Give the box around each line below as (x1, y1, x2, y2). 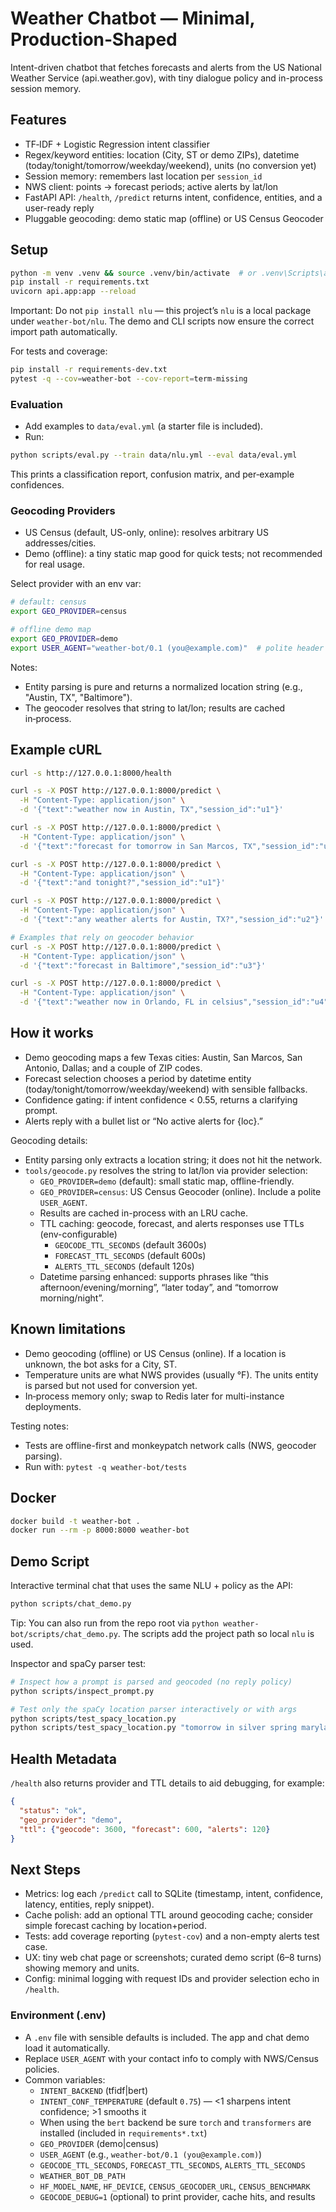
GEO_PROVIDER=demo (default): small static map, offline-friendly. (39, 1175, 295, 1187)
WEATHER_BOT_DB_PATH (39, 2171, 126, 2181)
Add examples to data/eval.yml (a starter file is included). (24, 420, 264, 432)
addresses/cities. (24, 537, 97, 549)
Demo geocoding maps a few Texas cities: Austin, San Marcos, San (24, 1051, 303, 1063)
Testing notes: (10, 1420, 69, 1432)
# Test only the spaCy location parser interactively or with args (10, 1704, 298, 1714)
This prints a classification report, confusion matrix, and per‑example (10, 468, 295, 481)
